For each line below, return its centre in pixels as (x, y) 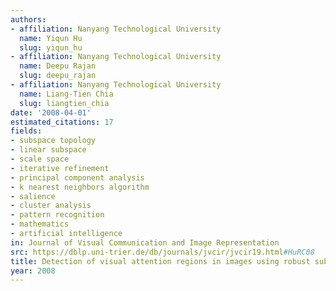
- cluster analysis (51, 206)
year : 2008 (33, 271)
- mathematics (40, 224)
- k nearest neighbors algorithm (80, 187)
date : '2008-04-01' (51, 112)
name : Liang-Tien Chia (66, 94)
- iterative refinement (60, 168)
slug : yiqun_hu (51, 47)
